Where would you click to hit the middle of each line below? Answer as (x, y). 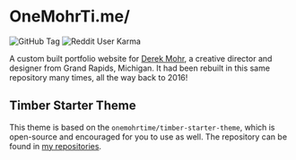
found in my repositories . (55, 146)
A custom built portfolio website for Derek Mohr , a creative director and (141, 58)
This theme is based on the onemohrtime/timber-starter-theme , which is (142, 127)
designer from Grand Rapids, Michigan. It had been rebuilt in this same (140, 68)
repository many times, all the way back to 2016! (99, 77)
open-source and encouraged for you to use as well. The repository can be (148, 137)
